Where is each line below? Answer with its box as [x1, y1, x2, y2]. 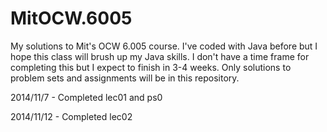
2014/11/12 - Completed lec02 [10, 110, 133, 122]
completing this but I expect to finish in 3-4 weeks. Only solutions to [10, 61, 292, 73]
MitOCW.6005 [10, 7, 133, 30]
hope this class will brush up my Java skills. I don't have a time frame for [10, 50, 310, 62]
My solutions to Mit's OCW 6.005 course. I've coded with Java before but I [10, 40, 318, 52]
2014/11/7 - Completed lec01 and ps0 [10, 91, 163, 103]
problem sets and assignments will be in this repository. [10, 72, 240, 84]
